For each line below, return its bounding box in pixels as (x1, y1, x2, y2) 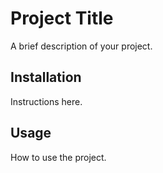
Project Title (10, 7, 114, 30)
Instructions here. (10, 95, 83, 107)
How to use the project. (10, 151, 107, 163)
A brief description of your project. (10, 40, 153, 52)
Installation (10, 69, 82, 86)
